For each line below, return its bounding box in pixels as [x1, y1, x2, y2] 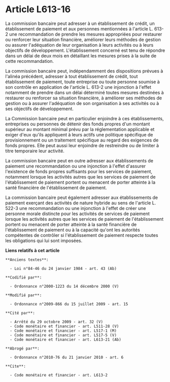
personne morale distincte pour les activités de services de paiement [5, 211, 150, 217]
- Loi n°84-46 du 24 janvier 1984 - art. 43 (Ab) [10, 266, 117, 271]
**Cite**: [5, 364, 26, 369]
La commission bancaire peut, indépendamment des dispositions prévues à [5, 67, 163, 74]
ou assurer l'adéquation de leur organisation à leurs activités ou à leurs [5, 42, 154, 48]
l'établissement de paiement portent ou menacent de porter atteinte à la [5, 179, 156, 185]
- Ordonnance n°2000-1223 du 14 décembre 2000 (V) [10, 284, 119, 289]
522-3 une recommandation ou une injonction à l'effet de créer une [5, 205, 146, 211]
